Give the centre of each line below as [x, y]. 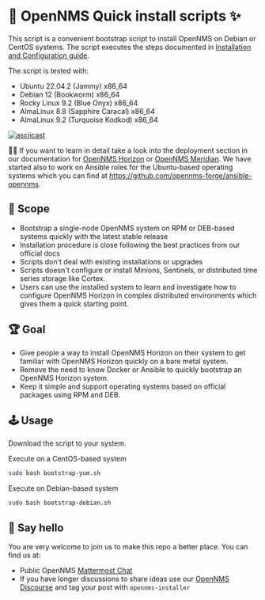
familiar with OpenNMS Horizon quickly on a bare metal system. [124, 361]
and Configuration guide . [49, 55]
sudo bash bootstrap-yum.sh [55, 473]
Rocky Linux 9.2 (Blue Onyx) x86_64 [79, 103]
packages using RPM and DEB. [70, 394]
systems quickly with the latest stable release [94, 236]
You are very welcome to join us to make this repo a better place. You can [128, 546]
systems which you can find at [58, 175]
